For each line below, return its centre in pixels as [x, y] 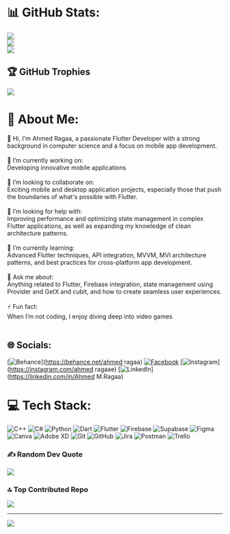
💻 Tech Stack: [49, 405]
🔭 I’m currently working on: [45, 160]
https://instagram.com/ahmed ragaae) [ [65, 369]
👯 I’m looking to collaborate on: [51, 182]
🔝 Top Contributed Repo [48, 489]
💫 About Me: [43, 119]
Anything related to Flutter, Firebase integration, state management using [110, 284]
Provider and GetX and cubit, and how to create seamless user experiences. [115, 291]
